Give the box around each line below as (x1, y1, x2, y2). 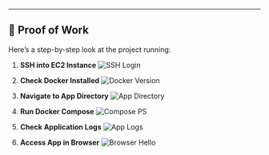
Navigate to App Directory (19, 91, 110, 101)
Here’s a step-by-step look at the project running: (8, 45, 171, 54)
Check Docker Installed (19, 75, 100, 85)
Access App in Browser (19, 137, 100, 147)
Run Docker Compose (19, 106, 94, 116)
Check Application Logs (19, 121, 102, 132)
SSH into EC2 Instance (19, 60, 97, 70)
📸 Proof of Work (8, 23, 90, 37)
